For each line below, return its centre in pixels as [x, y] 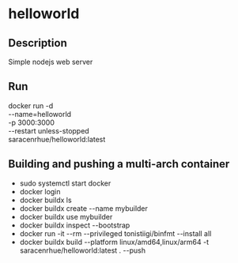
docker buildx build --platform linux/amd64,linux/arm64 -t [114, 242]
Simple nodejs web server [51, 62]
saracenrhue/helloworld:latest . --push [83, 250]
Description [38, 43]
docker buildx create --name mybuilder [84, 208]
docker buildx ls [46, 200]
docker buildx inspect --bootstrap [75, 225]
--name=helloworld [40, 114]
